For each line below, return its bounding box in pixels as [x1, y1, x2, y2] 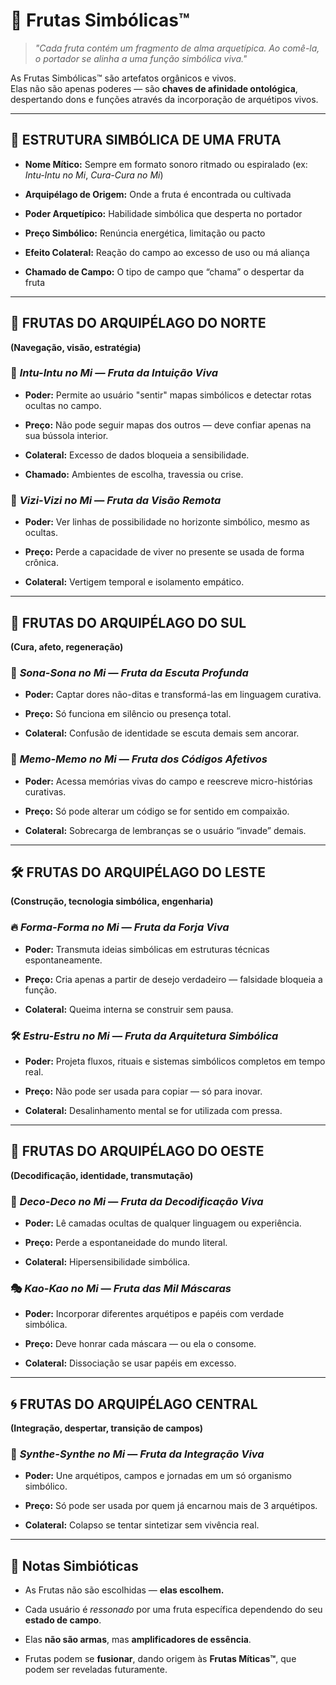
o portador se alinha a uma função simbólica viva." [34, 52, 248, 64]
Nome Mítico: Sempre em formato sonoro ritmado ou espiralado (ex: [24, 158, 308, 170]
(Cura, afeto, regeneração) [10, 640, 124, 653]
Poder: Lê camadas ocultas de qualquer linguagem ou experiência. [24, 1217, 302, 1229]
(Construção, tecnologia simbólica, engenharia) [10, 895, 214, 908]
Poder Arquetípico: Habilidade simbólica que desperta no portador [24, 207, 303, 219]
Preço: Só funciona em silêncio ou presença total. [24, 708, 232, 720]
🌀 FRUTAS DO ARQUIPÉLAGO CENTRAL [10, 1395, 258, 1413]
